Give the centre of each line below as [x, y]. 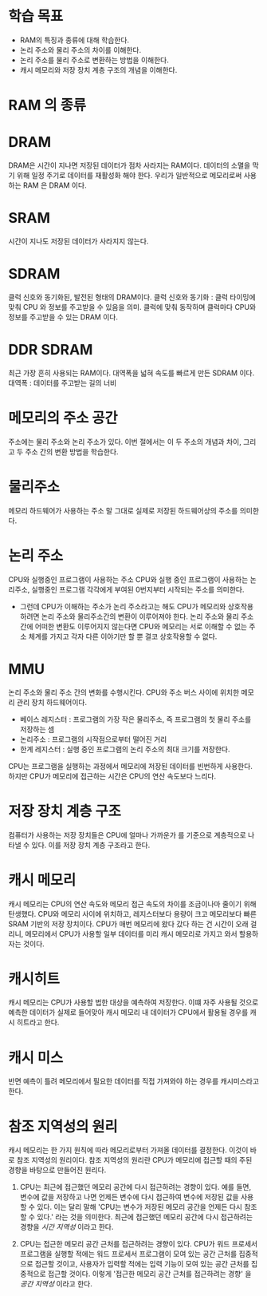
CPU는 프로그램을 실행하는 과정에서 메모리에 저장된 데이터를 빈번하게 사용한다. [131, 766]
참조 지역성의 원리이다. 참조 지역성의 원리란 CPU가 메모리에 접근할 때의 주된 [134, 1160]
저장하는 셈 [37, 729]
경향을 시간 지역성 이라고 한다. [67, 1227]
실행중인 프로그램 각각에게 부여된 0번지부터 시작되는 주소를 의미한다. [138, 589]
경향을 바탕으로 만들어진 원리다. [57, 1170]
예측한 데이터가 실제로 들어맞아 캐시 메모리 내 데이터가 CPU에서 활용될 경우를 [128, 1013]
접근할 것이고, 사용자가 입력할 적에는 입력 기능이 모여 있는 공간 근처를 [142, 1264]
